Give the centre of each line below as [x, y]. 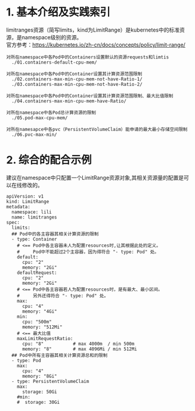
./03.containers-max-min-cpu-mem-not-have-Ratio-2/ [77, 84]
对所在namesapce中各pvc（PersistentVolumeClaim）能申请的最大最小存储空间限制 [97, 129]
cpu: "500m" [37, 322]
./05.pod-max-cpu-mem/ [40, 118]
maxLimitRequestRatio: [45, 338]
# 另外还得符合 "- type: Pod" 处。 [63, 295]
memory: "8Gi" [40, 376]
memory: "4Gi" [40, 311]
